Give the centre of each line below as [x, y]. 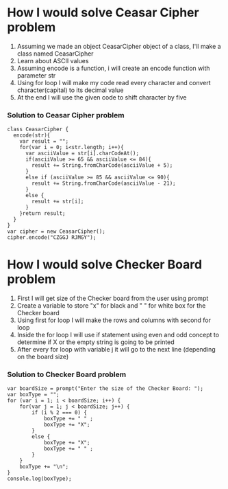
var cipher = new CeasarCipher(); [56, 231]
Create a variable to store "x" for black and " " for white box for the [111, 306]
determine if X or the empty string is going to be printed [96, 342]
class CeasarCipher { [38, 129]
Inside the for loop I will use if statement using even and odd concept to [118, 335]
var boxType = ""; [33, 395]
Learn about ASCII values [53, 60]
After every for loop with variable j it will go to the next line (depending [116, 350]
